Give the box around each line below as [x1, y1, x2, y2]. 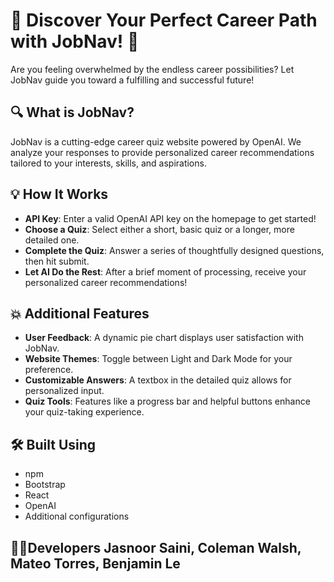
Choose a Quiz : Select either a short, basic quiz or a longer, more [24, 223, 295, 235]
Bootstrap [24, 479, 66, 491]
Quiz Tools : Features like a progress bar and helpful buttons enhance [24, 395, 311, 408]
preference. [24, 364, 74, 376]
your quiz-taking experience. [24, 406, 145, 418]
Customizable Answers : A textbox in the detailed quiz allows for [24, 374, 292, 386]
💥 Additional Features [10, 305, 150, 322]
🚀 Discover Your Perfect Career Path [10, 9, 318, 32]
